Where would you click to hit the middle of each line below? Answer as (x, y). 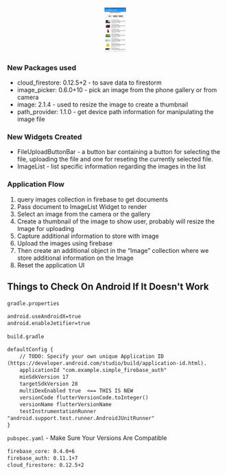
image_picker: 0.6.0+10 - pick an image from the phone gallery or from (117, 89)
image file (31, 119)
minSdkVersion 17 (44, 377)
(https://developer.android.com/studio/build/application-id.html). (107, 364)
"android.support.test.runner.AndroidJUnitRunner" (81, 419)
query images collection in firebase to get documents (92, 199)
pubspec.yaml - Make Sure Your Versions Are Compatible (87, 438)
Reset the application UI (51, 265)
